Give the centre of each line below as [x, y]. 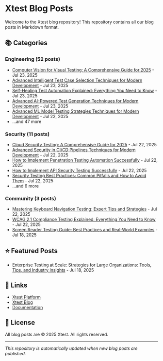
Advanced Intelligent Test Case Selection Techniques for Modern [77, 80]
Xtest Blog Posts [39, 9]
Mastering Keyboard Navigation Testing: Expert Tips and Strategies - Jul [84, 209]
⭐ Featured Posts [32, 251]
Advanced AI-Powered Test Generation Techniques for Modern [75, 101]
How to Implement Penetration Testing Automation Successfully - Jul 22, [85, 160]
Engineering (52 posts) [33, 59]
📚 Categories [26, 43]
